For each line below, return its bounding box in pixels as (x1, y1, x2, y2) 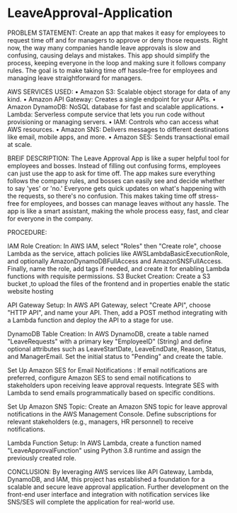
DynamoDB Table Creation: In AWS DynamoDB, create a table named (7, 329, 209, 338)
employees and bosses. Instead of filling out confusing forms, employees (7, 161, 221, 170)
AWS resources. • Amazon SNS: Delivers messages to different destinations (7, 125, 229, 133)
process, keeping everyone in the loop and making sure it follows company (7, 58, 226, 67)
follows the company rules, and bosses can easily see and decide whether (7, 176, 225, 185)
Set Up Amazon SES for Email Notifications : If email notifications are (7, 365, 207, 374)
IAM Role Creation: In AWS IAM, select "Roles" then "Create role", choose (7, 241, 221, 250)
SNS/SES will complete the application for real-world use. (7, 497, 175, 506)
